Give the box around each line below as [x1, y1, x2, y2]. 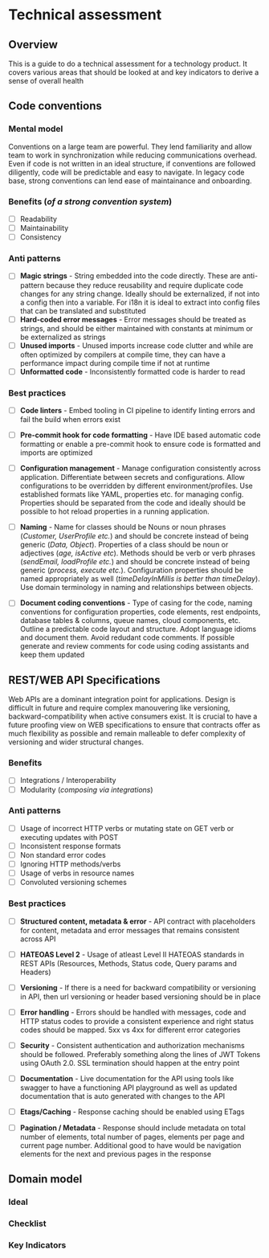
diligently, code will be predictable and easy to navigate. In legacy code [8, 167, 245, 177]
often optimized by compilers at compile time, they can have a [19, 350, 226, 359]
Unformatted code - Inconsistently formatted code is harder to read [19, 367, 246, 376]
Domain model [8, 1172, 83, 1186]
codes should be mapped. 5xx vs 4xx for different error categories [19, 1025, 241, 1035]
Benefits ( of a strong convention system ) [8, 195, 173, 207]
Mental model [8, 123, 63, 134]
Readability [19, 214, 58, 223]
